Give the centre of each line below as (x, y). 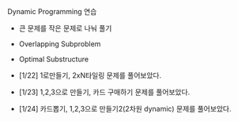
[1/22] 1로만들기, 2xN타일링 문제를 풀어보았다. (90, 75)
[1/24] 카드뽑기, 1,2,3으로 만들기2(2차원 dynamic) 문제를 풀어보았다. (125, 109)
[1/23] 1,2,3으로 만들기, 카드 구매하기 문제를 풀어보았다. (104, 92)
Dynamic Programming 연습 (52, 11)
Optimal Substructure (53, 59)
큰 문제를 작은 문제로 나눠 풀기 (65, 28)
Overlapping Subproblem (60, 44)
